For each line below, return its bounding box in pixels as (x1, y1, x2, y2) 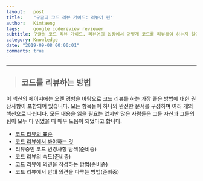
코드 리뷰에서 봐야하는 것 (14, 138, 74, 145)
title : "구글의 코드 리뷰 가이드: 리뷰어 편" (6, 14, 114, 21)
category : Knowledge (6, 37, 59, 43)
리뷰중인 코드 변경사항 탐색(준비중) (14, 145, 97, 153)
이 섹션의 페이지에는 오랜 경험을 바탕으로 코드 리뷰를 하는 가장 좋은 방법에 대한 (6, 95, 190, 102)
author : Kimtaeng (6, 20, 56, 26)
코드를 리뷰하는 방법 (21, 78, 91, 88)
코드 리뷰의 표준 (14, 130, 53, 138)
